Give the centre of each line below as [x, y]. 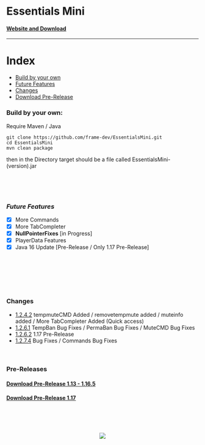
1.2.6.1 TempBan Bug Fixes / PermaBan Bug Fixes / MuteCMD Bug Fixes [105, 327]
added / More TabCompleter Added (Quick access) [80, 321]
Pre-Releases [27, 369]
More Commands [37, 219]
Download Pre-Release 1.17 [41, 397]
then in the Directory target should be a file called [69, 159]
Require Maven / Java [34, 126]
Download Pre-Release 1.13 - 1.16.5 [51, 384]
